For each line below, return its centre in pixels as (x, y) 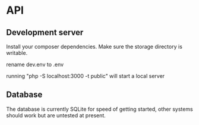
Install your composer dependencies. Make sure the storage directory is (94, 46)
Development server (45, 32)
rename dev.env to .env (35, 64)
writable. (17, 53)
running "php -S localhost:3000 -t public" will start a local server (86, 76)
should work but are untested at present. (56, 115)
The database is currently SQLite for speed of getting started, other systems (99, 109)
